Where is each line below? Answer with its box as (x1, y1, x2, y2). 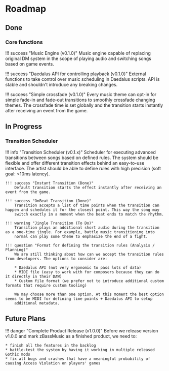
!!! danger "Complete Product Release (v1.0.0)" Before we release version (5, 328, 158, 334)
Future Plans (5, 314, 46, 323)
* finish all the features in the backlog (5, 343, 96, 348)
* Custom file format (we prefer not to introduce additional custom (14, 278, 164, 284)
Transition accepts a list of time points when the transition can (14, 203, 159, 208)
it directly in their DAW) (5, 274, 62, 279)
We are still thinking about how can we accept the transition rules (14, 252, 164, 257)
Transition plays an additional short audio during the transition (14, 225, 159, 230)
